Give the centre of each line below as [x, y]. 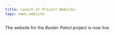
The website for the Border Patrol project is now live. [58, 27]
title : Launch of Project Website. [41, 9]
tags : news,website [25, 14]
